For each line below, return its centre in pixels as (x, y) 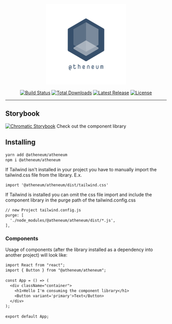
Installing (20, 142)
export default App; (27, 316)
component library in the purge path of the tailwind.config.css (71, 200)
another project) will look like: (36, 255)
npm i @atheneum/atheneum (33, 160)
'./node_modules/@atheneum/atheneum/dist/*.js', (63, 220)
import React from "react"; (35, 265)
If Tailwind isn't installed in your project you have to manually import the (81, 169)
